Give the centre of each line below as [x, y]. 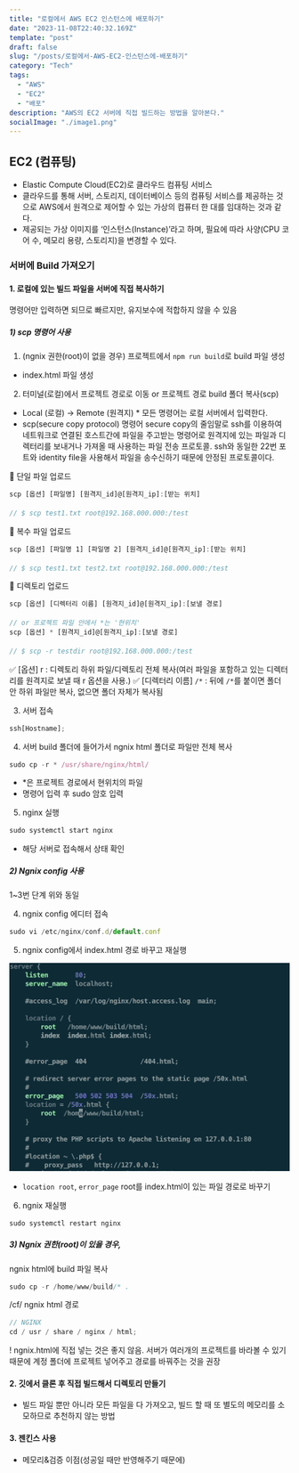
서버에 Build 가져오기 [52, 265]
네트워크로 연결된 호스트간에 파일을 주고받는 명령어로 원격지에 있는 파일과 [149, 435]
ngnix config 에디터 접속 [65, 914]
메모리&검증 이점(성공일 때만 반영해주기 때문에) [104, 1460]
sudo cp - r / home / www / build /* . [69, 1287]
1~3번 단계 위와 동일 [44, 895]
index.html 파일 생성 [58, 375]
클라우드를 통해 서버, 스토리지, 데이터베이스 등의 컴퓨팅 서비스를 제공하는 [148, 196]
